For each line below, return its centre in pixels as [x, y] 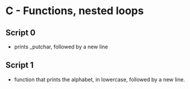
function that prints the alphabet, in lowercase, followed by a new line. [99, 79]
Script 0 [21, 33]
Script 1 [20, 65]
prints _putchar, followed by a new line [61, 47]
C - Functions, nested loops [75, 11]
